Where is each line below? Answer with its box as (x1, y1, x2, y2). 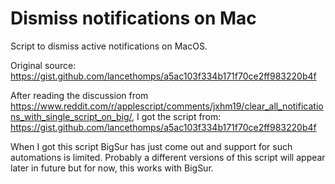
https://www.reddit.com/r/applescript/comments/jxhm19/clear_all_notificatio (10, 100, 324, 112)
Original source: (10, 59, 77, 71)
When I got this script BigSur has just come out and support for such (10, 140, 293, 152)
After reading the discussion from (10, 89, 149, 101)
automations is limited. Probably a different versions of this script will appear (10, 151, 326, 163)
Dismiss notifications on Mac (10, 7, 257, 30)
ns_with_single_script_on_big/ (10, 110, 132, 122)
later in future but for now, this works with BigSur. (10, 162, 214, 174)
